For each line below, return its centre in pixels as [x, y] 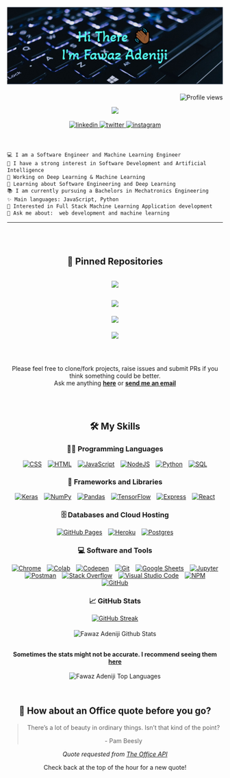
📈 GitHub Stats [115, 600]
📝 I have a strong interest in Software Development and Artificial [107, 164]
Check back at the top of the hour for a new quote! [115, 767]
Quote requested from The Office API [115, 754]
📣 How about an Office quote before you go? [115, 711]
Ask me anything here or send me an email [115, 383]
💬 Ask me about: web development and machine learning [88, 213]
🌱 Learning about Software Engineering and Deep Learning [91, 184]
